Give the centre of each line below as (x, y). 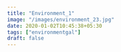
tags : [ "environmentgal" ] (44, 32)
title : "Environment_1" (41, 13)
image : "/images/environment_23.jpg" (61, 20)
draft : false (26, 38)
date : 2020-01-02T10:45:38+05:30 (55, 26)
